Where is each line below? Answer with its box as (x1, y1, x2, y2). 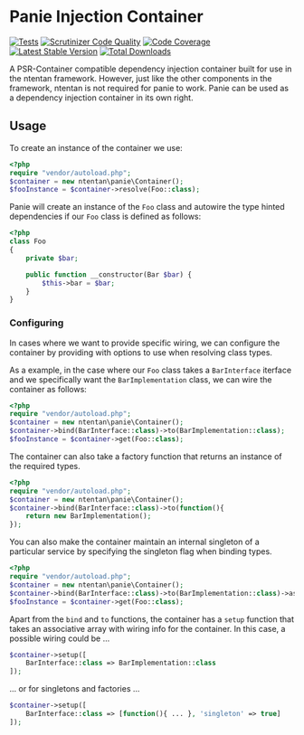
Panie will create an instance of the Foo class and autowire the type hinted (9, 202, 285, 212)
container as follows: (9, 383, 88, 394)
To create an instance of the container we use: (9, 142, 183, 153)
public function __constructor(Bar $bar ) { (25, 269, 193, 279)
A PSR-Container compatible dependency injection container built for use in (9, 63, 292, 74)
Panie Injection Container (9, 6, 204, 27)
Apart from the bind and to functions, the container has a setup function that (9, 613, 295, 625)
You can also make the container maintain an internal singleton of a (9, 536, 260, 548)
